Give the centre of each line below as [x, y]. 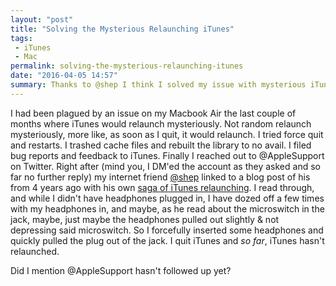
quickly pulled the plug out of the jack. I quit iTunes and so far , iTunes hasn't [167, 240]
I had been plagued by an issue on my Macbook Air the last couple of [153, 113]
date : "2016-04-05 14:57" [64, 76]
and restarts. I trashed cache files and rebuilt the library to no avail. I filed [161, 145]
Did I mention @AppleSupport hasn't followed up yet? [121, 270]
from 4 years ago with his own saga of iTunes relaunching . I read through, [162, 187]
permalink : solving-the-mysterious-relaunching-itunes [127, 66]
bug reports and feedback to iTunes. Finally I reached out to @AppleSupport [167, 155]
